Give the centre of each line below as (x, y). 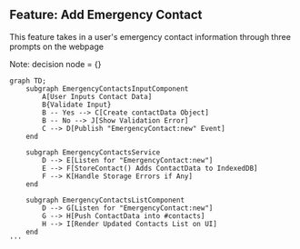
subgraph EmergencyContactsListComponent (105, 200)
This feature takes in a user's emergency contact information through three (150, 36)
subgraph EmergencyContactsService (93, 152)
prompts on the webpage (57, 46)
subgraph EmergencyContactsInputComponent (107, 89)
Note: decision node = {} (55, 64)
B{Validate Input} (77, 105)
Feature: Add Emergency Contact (106, 15)
